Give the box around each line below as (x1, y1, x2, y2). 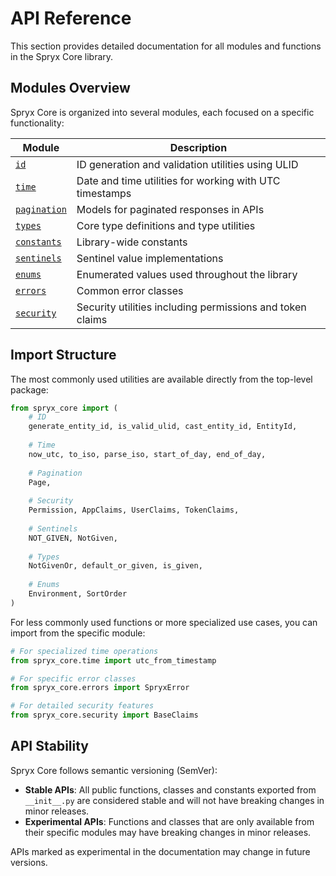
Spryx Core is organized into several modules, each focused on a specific (10, 106, 315, 118)
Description (169, 140, 228, 154)
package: (10, 383, 49, 396)
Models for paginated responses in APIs (76, 202, 265, 216)
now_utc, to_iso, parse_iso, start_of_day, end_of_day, (28, 449, 267, 459)
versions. (10, 856, 48, 868)
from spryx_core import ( (10, 403, 118, 413)
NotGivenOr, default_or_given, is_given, (28, 561, 203, 571)
